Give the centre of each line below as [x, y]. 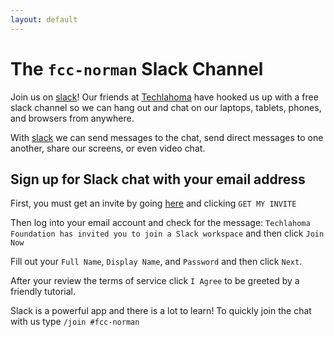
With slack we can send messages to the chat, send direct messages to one [167, 137]
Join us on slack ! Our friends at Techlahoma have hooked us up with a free [164, 97]
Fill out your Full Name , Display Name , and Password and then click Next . [156, 262]
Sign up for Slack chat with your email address [158, 179]
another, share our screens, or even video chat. [108, 148]
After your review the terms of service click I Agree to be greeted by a [155, 281]
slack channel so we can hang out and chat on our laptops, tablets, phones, [166, 107]
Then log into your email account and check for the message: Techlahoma [160, 223]
